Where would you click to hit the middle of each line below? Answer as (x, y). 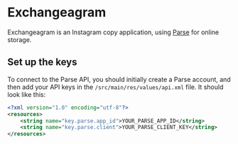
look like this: (27, 94)
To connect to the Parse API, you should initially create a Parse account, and (119, 79)
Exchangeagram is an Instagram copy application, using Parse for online (113, 32)
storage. (20, 39)
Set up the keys (42, 62)
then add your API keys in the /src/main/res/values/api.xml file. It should (115, 87)
